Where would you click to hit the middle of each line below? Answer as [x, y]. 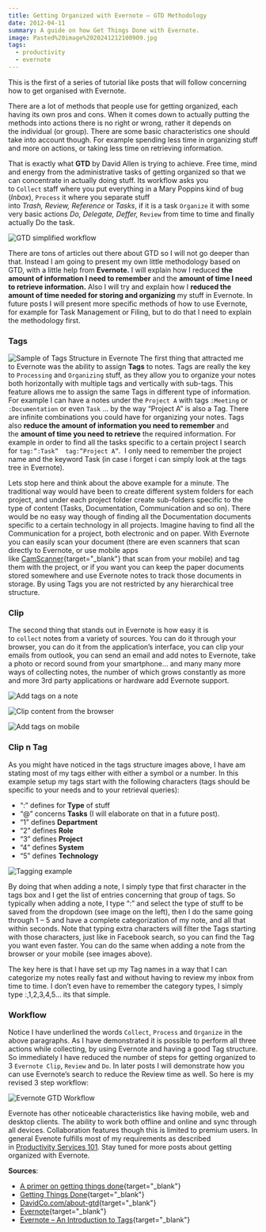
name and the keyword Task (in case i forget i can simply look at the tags [127, 460]
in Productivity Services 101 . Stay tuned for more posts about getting [120, 1147]
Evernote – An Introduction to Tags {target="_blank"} [105, 1220]
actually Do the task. [42, 222]
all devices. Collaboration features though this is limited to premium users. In [133, 1131]
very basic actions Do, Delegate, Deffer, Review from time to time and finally [131, 214]
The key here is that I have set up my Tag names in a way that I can [118, 969]
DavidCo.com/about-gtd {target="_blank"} [88, 1203]
